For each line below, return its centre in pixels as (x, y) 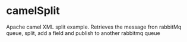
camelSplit (33, 11)
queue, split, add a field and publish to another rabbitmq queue (83, 33)
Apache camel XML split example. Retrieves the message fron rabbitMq (94, 27)
